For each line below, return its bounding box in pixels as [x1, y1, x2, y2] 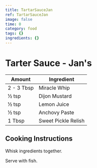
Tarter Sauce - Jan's [5, 58, 92, 69]
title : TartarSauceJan [5, 7, 53, 13]
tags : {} [5, 31, 24, 36]
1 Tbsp [8, 117, 25, 124]
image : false [5, 17, 33, 22]
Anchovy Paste [38, 109, 74, 116]
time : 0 [5, 21, 22, 27]
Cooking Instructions [5, 135, 73, 143]
